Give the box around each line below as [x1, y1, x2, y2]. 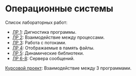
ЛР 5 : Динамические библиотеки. [12, 50, 84, 56]
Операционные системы [5, 3, 114, 14]
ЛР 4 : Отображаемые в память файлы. [12, 45, 95, 51]
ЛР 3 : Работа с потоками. [12, 39, 67, 45]
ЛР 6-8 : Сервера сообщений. [12, 55, 75, 61]
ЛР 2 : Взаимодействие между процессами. [12, 34, 105, 40]
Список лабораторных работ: [5, 19, 68, 25]
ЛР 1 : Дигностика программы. [12, 29, 77, 35]
